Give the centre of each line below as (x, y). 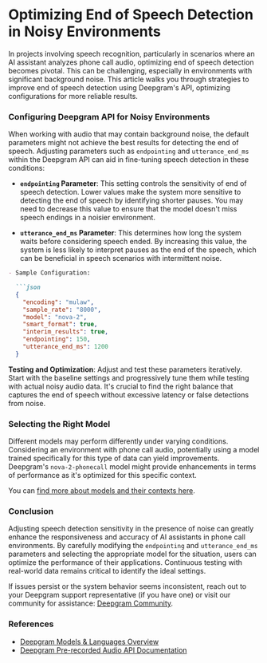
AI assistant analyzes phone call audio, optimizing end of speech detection (131, 62)
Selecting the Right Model (59, 424)
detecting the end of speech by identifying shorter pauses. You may (132, 200)
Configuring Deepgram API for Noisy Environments (109, 116)
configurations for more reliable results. (73, 96)
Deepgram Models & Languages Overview (89, 641)
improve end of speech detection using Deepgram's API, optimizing (120, 87)
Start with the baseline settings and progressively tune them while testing (129, 377)
